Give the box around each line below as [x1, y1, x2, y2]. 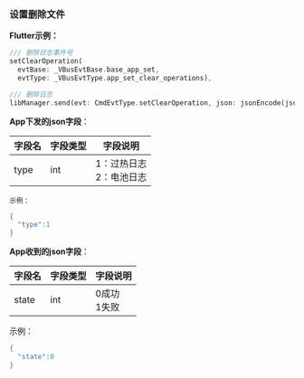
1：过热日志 [95, 156, 147, 169]
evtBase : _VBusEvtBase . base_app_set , [17, 65, 160, 74]
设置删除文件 [9, 7, 66, 20]
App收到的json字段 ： [9, 246, 90, 257]
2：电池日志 [95, 170, 147, 183]
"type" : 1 [17, 220, 51, 230]
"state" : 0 [17, 353, 54, 362]
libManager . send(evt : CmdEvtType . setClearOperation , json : [9, 98, 237, 108]
